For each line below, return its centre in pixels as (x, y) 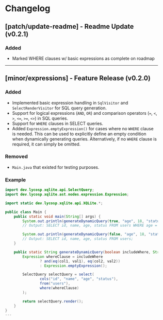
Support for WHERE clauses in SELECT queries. (57, 123)
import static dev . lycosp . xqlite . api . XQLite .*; (54, 203)
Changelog (28, 9)
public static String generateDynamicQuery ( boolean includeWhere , (82, 252)
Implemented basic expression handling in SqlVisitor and (70, 103)
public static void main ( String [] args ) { (57, 216)
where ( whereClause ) (59, 288)
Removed (16, 157)
